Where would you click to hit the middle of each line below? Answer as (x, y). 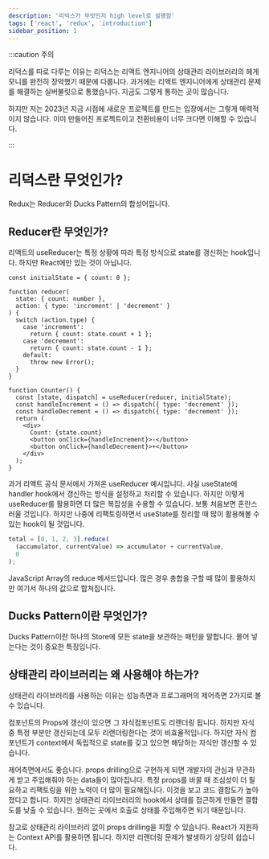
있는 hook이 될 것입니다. (47, 524)
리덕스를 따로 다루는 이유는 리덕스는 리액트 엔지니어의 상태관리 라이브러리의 (126, 72)
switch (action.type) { (55, 320)
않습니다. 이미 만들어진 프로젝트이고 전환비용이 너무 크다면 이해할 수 (129, 119)
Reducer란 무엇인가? (59, 231)
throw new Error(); (62, 363)
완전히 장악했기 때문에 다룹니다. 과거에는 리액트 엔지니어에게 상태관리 (138, 82)
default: (37, 356)
